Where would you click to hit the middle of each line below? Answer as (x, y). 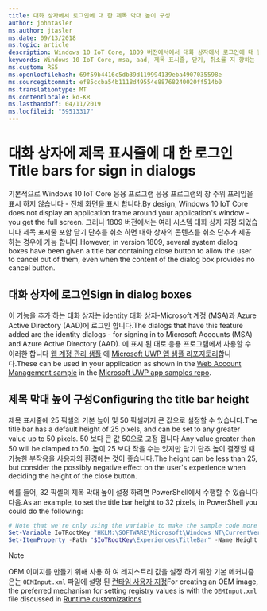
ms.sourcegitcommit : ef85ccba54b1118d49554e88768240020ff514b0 (115, 82)
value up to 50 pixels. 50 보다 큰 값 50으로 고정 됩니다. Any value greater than (132, 439)
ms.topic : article (39, 45)
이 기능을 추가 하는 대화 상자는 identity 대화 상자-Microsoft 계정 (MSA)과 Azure (132, 315)
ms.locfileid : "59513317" (51, 112)
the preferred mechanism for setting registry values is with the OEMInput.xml (133, 591)
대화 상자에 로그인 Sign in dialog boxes (100, 295)
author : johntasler (41, 23)
